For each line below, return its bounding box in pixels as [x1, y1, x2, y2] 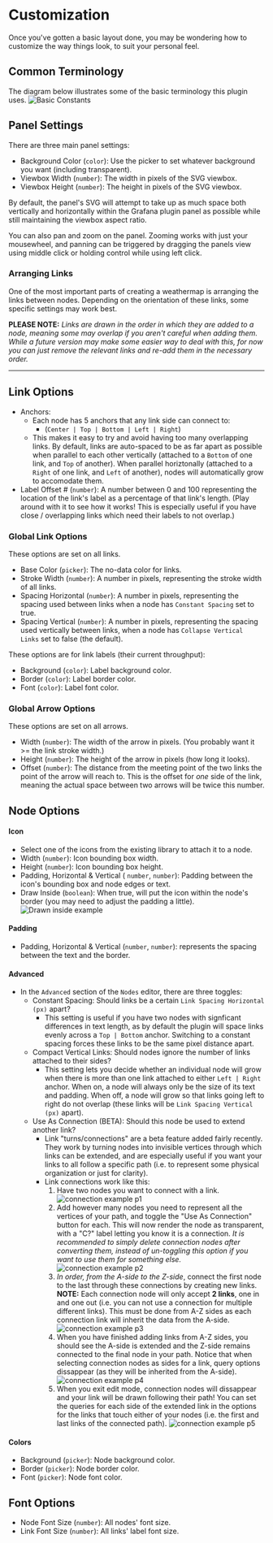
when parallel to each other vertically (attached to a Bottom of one [32, 449, 253, 460]
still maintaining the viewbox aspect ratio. [8, 215, 148, 224]
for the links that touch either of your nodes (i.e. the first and [56, 1410, 259, 1419]
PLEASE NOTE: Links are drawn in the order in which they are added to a [8, 319, 254, 329]
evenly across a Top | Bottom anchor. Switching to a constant [44, 1030, 251, 1040]
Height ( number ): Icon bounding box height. [19, 861, 164, 871]
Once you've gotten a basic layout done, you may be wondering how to [8, 33, 248, 42]
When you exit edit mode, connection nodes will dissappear [56, 1384, 258, 1394]
